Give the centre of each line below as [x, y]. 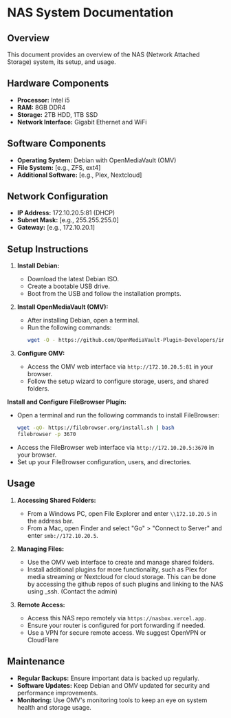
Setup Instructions [48, 249]
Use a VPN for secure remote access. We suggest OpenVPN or [117, 632]
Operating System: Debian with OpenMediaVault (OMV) [97, 160]
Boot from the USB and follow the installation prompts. [104, 294]
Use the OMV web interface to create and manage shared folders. [121, 562]
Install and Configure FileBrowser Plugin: [67, 402]
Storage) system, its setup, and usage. [62, 62]
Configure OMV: [41, 353]
